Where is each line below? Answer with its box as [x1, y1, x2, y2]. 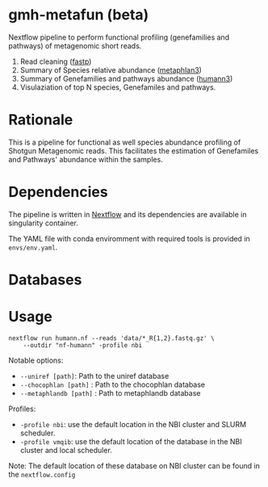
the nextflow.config [8, 469, 76, 479]
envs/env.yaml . [8, 242, 58, 252]
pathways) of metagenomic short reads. [8, 40, 142, 50]
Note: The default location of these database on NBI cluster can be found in [8, 460, 260, 470]
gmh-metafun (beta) [8, 6, 149, 24]
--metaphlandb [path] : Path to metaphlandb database [19, 388, 201, 397]
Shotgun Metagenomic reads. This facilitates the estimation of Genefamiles [8, 145, 259, 155]
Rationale [8, 111, 73, 129]
